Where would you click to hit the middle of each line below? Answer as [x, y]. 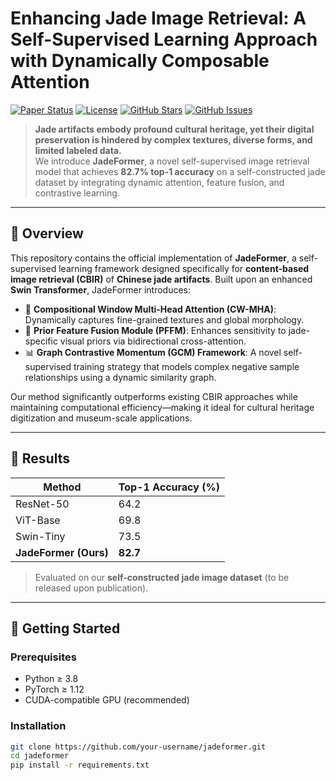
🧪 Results [40, 458]
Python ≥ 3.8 [51, 679]
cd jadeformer [40, 756]
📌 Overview [47, 233]
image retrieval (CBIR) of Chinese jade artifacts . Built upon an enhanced [161, 279]
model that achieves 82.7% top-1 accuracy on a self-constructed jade [180, 171]
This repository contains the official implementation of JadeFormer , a [153, 258]
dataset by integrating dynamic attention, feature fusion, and [159, 182]
